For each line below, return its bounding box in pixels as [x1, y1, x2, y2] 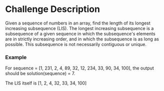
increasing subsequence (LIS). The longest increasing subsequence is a [5, 25, 154, 31]
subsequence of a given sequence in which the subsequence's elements [5, 30, 156, 36]
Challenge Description [5, 3, 100, 15]
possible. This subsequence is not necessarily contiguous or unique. [5, 41, 146, 47]
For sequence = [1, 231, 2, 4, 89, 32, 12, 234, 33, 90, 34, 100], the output [5, 65, 154, 71]
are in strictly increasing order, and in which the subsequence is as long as [5, 36, 159, 42]
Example [5, 53, 27, 60]
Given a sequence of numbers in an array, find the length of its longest [5, 20, 151, 26]
